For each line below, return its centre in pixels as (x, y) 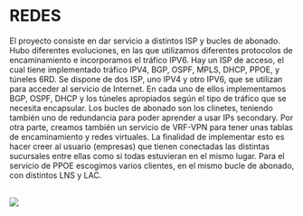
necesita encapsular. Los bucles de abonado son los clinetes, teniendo (141, 108)
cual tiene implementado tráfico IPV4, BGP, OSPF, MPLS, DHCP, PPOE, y (145, 70)
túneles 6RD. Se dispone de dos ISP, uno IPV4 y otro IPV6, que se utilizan (146, 79)
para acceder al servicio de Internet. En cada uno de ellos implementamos (148, 89)
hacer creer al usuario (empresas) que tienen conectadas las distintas (139, 146)
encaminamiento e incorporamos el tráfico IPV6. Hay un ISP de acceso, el (147, 60)
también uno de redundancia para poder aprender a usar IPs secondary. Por (151, 117)
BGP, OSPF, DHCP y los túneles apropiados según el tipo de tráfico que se (148, 98)
